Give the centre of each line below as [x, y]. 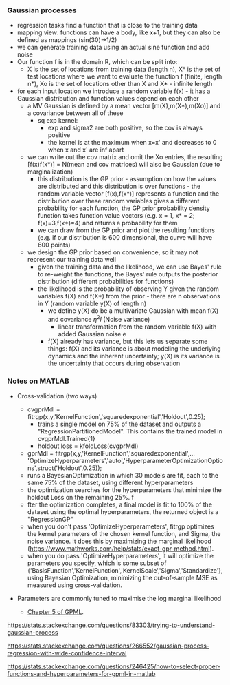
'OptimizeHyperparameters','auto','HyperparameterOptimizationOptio [125, 461]
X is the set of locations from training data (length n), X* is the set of [124, 69]
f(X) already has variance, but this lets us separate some [128, 341]
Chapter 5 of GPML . [56, 612]
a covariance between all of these [75, 113]
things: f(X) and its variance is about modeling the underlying [134, 348]
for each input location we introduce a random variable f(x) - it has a [114, 91]
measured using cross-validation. [74, 585]
